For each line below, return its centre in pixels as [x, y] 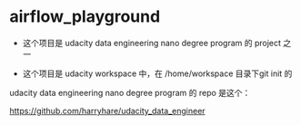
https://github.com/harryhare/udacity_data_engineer [108, 111]
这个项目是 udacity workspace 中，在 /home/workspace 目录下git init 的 [157, 73]
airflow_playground [85, 17]
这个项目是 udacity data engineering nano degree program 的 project [152, 43]
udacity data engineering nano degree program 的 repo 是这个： [130, 92]
